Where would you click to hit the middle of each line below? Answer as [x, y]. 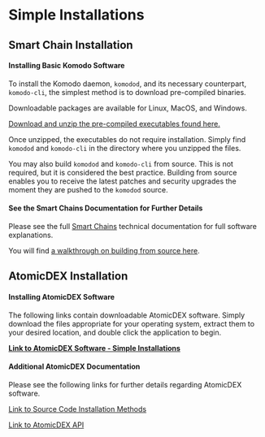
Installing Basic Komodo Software [67, 66]
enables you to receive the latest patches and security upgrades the [123, 181]
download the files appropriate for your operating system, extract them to [131, 323]
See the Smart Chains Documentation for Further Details [106, 208]
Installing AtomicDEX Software [62, 296]
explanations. [31, 235]
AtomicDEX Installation [68, 277]
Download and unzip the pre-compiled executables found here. [115, 123]
